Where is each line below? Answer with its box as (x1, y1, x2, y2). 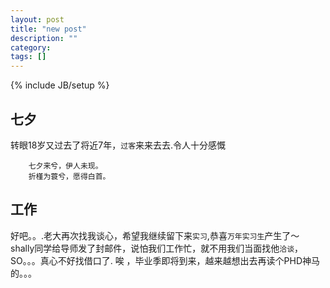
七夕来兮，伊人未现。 (28, 161, 103, 171)
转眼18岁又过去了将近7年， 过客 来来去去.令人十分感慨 (10, 139, 227, 151)
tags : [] (10, 52, 47, 62)
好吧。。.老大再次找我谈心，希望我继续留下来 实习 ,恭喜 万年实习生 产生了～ (10, 229, 300, 241)
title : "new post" (10, 24, 87, 34)
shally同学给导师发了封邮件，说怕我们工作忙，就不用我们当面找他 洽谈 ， (10, 242, 304, 254)
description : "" (10, 33, 78, 43)
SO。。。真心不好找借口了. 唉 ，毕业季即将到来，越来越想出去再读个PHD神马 (10, 254, 321, 266)
